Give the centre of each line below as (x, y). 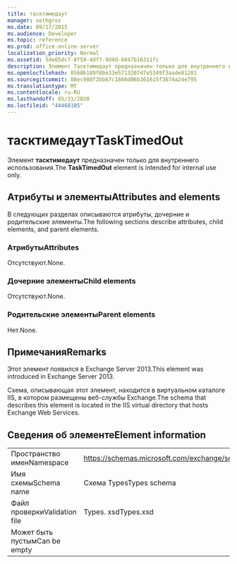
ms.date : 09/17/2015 (38, 27)
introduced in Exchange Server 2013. (61, 376)
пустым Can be (36, 541)
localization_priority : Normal (53, 54)
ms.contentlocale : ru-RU (44, 92)
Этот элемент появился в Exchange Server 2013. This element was (105, 369)
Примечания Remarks (57, 352)
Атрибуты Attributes (43, 247)
